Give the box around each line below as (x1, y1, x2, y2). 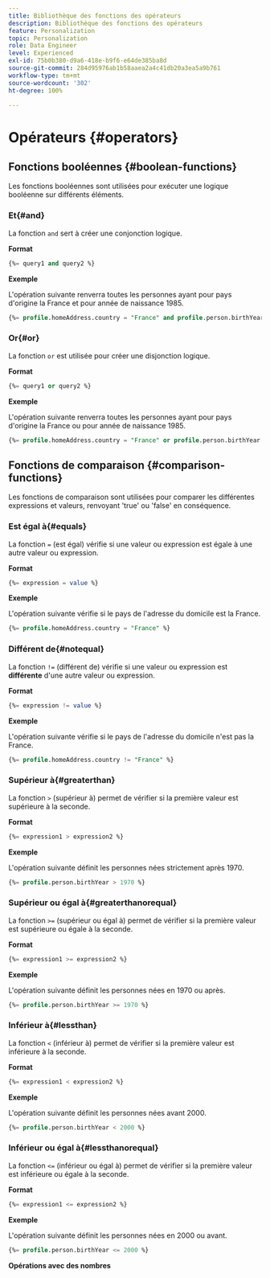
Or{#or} (8, 333, 40, 344)
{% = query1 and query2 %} (8, 259, 95, 268)
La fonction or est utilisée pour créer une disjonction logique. (8, 350, 211, 360)
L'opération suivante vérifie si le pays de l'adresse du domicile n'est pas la (8, 731, 255, 741)
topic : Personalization (8, 34, 88, 43)
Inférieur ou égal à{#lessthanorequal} (8, 1142, 159, 1153)
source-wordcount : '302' (8, 79, 92, 87)
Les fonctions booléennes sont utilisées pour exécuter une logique (8, 182, 229, 191)
